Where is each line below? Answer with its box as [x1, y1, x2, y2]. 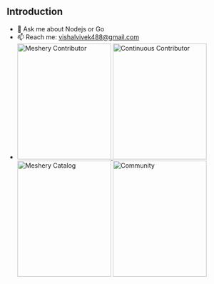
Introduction [6, 6, 63, 18]
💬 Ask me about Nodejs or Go [16, 24, 105, 33]
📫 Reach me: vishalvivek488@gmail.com [16, 32, 140, 41]
